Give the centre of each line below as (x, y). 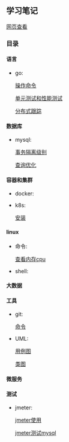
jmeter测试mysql (35, 433)
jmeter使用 (28, 420)
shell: (22, 271)
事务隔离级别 (31, 152)
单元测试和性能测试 (39, 98)
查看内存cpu (30, 259)
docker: (24, 194)
